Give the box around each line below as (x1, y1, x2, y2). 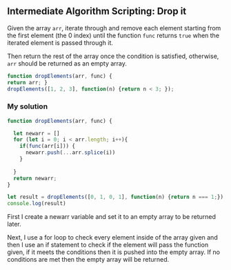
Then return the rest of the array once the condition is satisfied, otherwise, (7, 52, 219, 60)
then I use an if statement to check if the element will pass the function (7, 241, 209, 249)
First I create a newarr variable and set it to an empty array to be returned (7, 213, 216, 221)
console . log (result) (7, 200, 67, 207)
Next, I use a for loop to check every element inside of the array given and (7, 233, 219, 242)
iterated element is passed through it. (7, 38, 114, 47)
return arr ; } (7, 79, 48, 86)
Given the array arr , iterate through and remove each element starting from (7, 23, 221, 32)
